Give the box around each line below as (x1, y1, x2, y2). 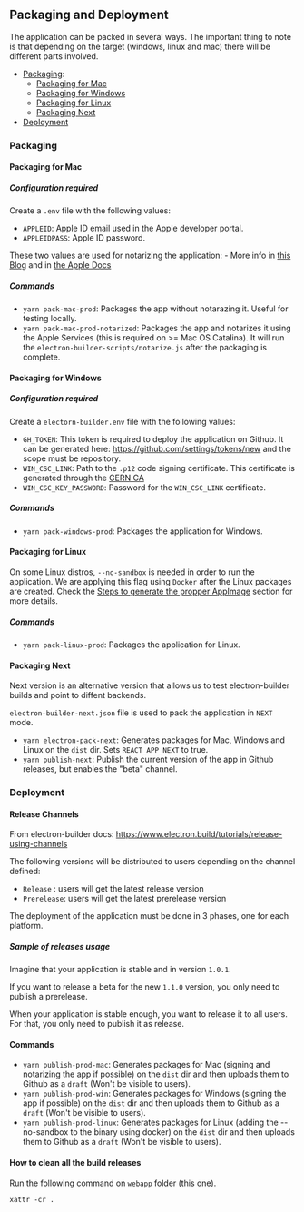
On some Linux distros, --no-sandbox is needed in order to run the (9, 567, 256, 577)
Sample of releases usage (9, 941, 111, 951)
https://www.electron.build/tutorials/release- (115, 829, 283, 840)
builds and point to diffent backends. (9, 690, 147, 701)
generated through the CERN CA (22, 472, 145, 483)
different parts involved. (9, 50, 99, 62)
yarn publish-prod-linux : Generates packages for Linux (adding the (22, 1117, 279, 1128)
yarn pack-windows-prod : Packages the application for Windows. (22, 526, 263, 537)
